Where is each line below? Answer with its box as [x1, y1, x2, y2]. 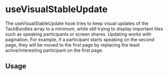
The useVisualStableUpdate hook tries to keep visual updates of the [5, 20, 149, 26]
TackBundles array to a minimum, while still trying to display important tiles [5, 25, 163, 31]
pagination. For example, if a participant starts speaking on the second [5, 36, 155, 43]
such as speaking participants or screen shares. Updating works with [5, 31, 152, 37]
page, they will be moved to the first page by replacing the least [5, 42, 140, 48]
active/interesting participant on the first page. [5, 47, 103, 53]
